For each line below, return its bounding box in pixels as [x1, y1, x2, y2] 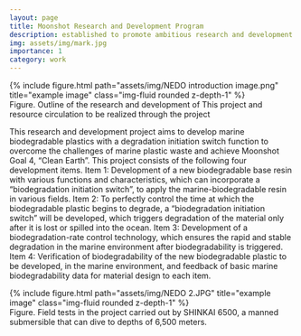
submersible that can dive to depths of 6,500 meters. [9, 317, 208, 327]
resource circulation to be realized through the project [9, 109, 211, 119]
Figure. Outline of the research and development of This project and [9, 99, 263, 109]
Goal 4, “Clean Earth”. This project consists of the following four [9, 155, 247, 165]
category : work [9, 55, 67, 64]
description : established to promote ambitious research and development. [9, 30, 297, 39]
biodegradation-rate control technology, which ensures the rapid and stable [9, 232, 292, 242]
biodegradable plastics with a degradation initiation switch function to [9, 136, 269, 146]
